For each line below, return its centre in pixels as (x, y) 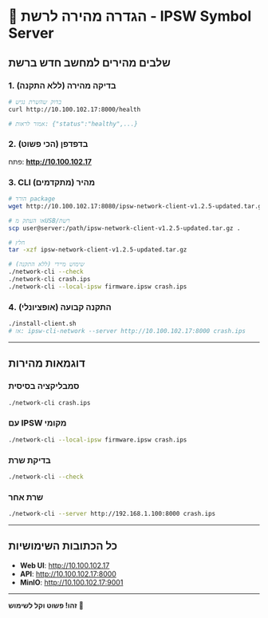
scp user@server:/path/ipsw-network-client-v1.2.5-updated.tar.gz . (124, 228)
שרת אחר (26, 497)
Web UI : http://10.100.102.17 (65, 565)
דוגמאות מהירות (47, 364)
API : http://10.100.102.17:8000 (68, 573)
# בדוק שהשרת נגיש (35, 102)
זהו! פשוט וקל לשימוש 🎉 (46, 605)
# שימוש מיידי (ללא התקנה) (47, 264)
